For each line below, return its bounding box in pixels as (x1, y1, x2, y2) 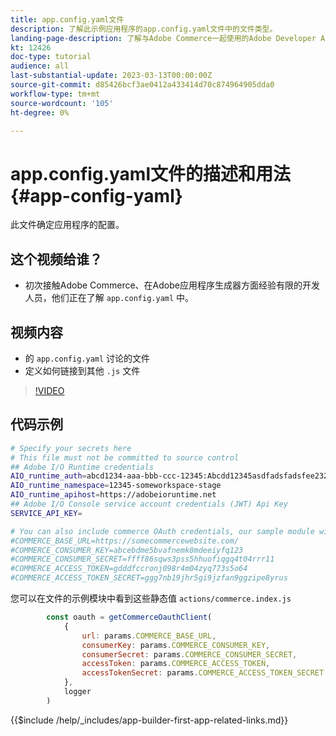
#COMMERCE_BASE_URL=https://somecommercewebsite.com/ (10, 536, 240, 546)
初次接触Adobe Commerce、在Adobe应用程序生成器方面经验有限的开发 (24, 279, 320, 291)
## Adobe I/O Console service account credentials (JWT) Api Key (10, 499, 288, 509)
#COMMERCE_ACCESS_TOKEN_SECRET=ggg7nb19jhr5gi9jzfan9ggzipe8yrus (10, 573, 288, 583)
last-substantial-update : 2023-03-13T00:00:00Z (10, 71, 213, 81)
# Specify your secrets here (10, 443, 132, 453)
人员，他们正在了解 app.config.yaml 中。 (24, 292, 195, 304)
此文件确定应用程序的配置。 (10, 219, 125, 231)
